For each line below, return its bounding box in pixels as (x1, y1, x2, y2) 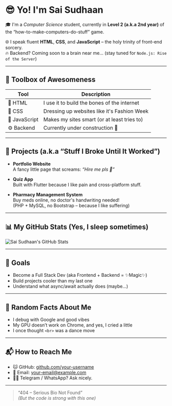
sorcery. (5, 44, 23, 50)
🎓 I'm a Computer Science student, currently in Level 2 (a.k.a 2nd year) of (5, 21, 165, 27)
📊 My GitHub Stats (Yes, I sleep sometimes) (5, 222, 148, 231)
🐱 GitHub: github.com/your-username (12, 363, 94, 370)
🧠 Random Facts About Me (5, 303, 92, 312)
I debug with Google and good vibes (12, 317, 90, 322)
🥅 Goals (5, 258, 31, 267)
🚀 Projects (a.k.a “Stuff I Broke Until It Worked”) (5, 147, 160, 156)
